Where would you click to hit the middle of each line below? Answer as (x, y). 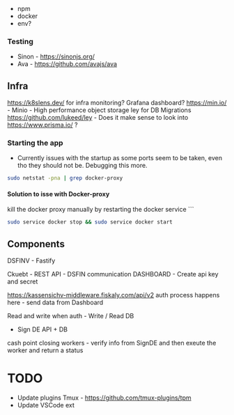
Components (36, 244)
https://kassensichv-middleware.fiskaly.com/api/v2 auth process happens (114, 295)
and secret (23, 282)
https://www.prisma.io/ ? (42, 125)
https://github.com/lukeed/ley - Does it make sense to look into (98, 118)
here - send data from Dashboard (55, 303)
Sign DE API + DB (42, 329)
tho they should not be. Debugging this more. (82, 166)
